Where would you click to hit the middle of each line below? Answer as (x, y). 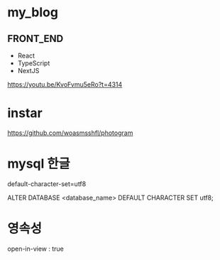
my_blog (33, 12)
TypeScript (34, 63)
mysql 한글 (39, 164)
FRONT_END (35, 39)
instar (25, 113)
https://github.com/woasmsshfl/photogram (70, 133)
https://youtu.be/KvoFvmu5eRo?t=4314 (65, 85)
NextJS (28, 71)
